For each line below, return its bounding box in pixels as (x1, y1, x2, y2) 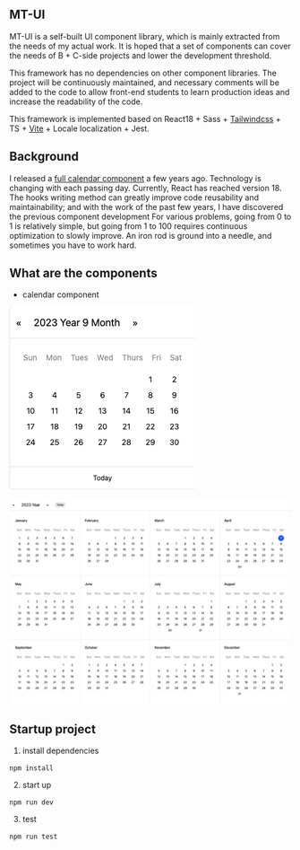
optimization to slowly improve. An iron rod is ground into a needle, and (9, 230, 272, 241)
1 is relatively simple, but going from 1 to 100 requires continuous (9, 220, 248, 232)
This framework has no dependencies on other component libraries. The (9, 67, 278, 78)
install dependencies (21, 745, 99, 757)
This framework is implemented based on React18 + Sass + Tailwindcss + (9, 113, 281, 124)
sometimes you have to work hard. (9, 240, 137, 250)
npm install (9, 764, 54, 773)
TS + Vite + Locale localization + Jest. (9, 123, 150, 134)
